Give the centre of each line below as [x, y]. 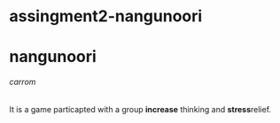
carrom [23, 81]
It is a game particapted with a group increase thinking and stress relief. [140, 109]
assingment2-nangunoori [106, 16]
